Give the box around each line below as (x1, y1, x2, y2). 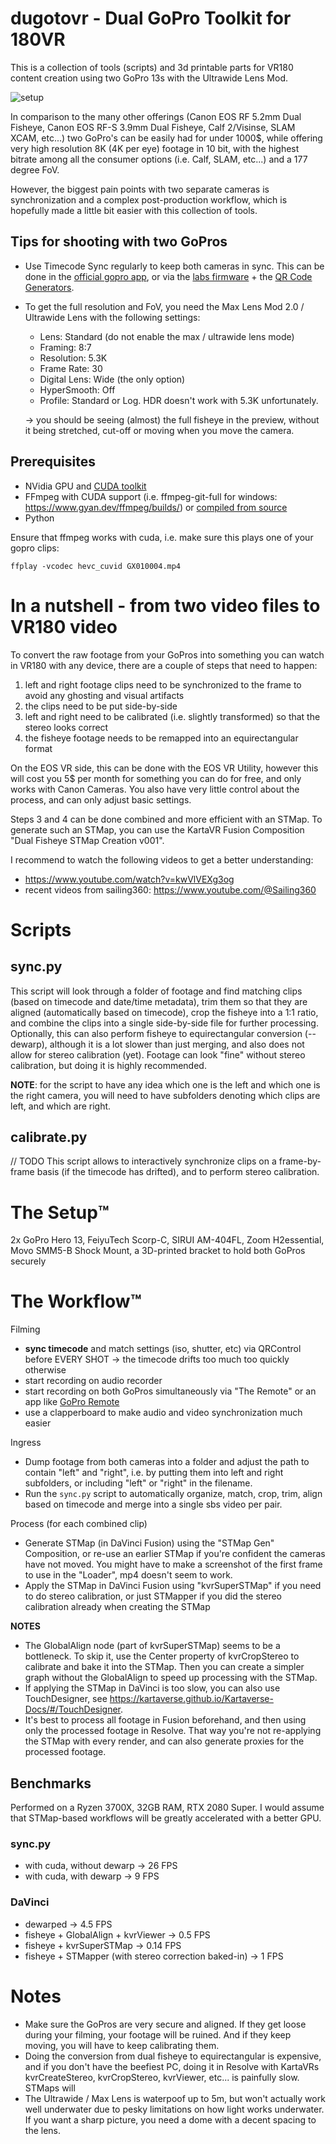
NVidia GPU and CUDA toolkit (24, 480, 147, 492)
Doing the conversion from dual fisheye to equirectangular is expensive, (24, 2050, 322, 2062)
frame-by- (278, 1155, 322, 1167)
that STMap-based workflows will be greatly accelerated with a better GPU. (10, 1812, 322, 1824)
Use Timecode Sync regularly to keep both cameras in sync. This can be (24, 260, 325, 272)
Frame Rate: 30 (39, 362, 103, 374)
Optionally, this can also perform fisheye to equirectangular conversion (10, 1027, 303, 1039)
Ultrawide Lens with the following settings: (24, 311, 201, 323)
